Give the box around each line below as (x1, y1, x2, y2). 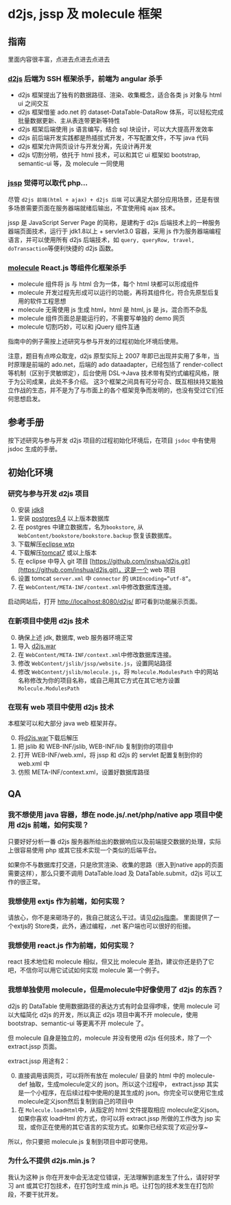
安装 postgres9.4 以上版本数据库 (17, 514, 110, 523)
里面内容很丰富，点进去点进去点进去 (8, 56, 110, 63)
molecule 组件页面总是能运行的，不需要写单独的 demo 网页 (17, 313, 186, 322)
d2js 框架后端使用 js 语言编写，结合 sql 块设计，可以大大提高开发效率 (17, 125, 214, 134)
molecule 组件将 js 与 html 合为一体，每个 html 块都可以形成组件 (17, 279, 199, 288)
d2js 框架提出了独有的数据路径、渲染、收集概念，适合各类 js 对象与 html (17, 91, 222, 99)
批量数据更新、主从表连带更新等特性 (17, 117, 121, 125)
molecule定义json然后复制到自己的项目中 (17, 1097, 134, 1105)
